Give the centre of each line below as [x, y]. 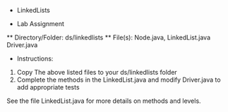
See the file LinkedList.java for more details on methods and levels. [104, 101]
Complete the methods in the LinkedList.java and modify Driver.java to [119, 80]
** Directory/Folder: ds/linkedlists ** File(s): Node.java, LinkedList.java [109, 37]
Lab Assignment [41, 24]
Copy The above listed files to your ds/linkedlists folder [97, 72]
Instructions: [35, 58]
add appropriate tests [48, 87]
